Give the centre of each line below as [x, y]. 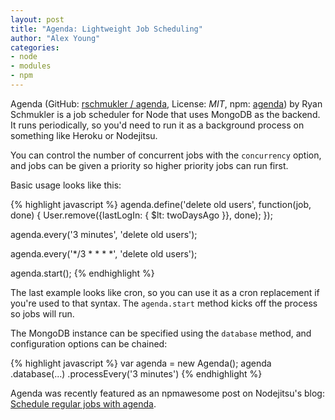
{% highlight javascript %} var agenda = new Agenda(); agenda [141, 363]
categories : [35, 47]
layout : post [37, 19]
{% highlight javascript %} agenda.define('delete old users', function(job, [161, 204]
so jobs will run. [42, 313]
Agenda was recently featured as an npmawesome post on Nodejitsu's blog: [167, 393]
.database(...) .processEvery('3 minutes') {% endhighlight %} [136, 373]
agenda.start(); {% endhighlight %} [82, 273]
